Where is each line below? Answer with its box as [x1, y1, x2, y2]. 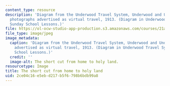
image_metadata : [5, 36, 39, 41]
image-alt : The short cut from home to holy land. [10, 59, 119, 64]
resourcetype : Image [5, 64, 49, 69]
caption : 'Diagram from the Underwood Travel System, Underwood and [10, 40, 157, 46]
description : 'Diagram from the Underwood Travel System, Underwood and [5, 12, 162, 17]
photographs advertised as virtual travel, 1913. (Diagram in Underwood [10, 17, 166, 22]
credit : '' [10, 54, 33, 60]
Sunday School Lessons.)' [10, 21, 65, 27]
